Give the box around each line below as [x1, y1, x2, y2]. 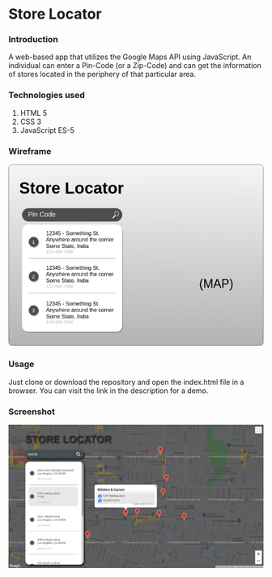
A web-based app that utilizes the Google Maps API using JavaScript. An [8, 52, 252, 62]
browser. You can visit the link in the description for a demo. [8, 386, 209, 395]
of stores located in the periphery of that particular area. [8, 70, 197, 79]
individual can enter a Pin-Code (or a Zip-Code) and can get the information [8, 61, 261, 71]
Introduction [8, 34, 58, 45]
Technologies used [8, 90, 85, 101]
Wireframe [8, 145, 52, 156]
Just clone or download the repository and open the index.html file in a [8, 377, 244, 387]
